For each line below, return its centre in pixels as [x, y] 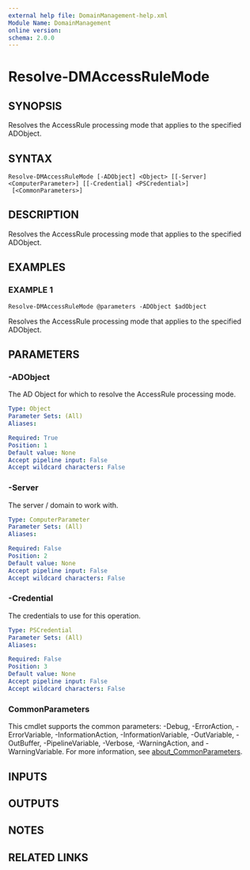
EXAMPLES [37, 268]
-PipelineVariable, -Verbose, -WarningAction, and [123, 743]
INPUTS [28, 777]
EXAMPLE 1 [31, 290]
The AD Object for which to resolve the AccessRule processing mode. [122, 394]
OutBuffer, [25, 743]
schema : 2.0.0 [32, 38]
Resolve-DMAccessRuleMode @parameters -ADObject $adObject [108, 306]
